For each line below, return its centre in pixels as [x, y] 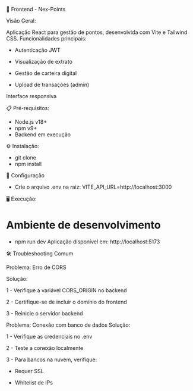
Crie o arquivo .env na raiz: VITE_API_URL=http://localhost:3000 [93, 187]
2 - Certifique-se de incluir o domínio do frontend [67, 302]
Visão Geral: [21, 21]
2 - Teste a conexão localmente [45, 348]
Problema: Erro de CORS [36, 267]
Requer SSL [29, 371]
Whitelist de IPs [34, 382]
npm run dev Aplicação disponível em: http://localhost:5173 [87, 242]
